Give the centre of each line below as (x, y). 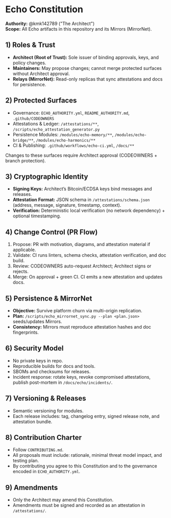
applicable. (24, 250)
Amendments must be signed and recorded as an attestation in (79, 505)
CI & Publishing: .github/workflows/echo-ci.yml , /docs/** (74, 145)
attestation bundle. (32, 422)
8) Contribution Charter (43, 438)
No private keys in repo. (38, 360)
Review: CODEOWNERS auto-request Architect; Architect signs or (82, 266)
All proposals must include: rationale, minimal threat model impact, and (87, 455)
